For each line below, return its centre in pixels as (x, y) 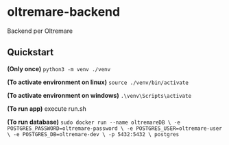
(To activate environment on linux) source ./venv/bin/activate (98, 82)
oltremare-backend (64, 12)
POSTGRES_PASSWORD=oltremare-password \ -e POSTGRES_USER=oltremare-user (115, 128)
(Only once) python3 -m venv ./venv (59, 68)
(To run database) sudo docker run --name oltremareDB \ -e (94, 122)
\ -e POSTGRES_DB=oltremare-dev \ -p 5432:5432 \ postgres (93, 134)
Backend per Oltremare (40, 31)
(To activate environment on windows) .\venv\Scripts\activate (99, 95)
